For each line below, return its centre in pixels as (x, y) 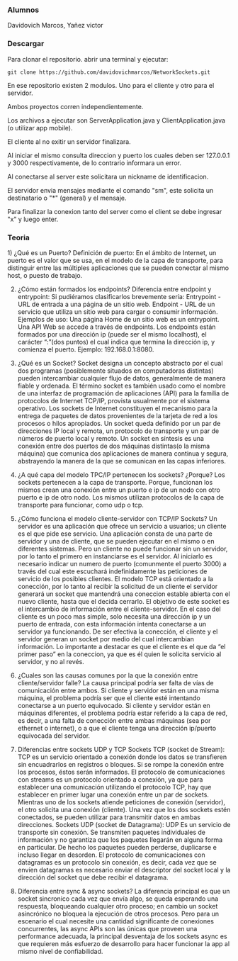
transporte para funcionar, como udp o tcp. (80, 505)
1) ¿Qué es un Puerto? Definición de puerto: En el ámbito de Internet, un (112, 252)
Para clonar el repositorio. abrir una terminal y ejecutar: (88, 59)
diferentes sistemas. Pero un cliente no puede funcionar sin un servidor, (123, 549)
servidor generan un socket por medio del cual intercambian (106, 639)
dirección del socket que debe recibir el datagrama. (93, 877)
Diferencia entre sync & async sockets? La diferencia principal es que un (124, 891)
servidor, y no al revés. (51, 661)
